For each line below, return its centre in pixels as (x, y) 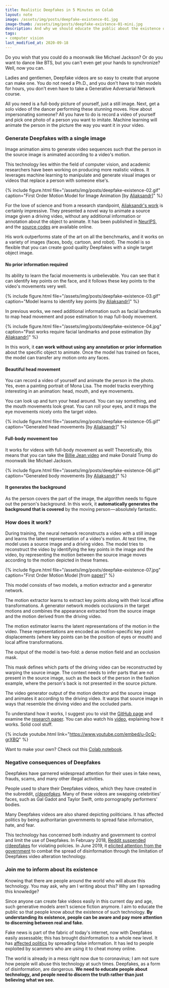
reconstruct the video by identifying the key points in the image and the (79, 549)
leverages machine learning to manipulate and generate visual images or (80, 175)
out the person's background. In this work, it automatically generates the (82, 504)
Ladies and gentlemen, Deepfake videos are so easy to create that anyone (82, 78)
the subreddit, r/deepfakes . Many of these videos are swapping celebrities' (83, 794)
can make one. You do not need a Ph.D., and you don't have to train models (83, 83)
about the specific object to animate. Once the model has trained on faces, (82, 352)
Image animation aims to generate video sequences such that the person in (83, 149)
